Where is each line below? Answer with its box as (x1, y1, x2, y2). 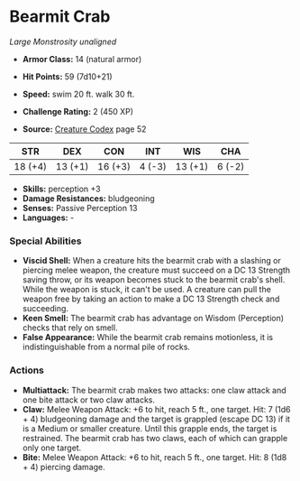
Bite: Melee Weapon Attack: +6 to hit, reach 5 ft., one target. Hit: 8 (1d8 (22, 451, 287, 462)
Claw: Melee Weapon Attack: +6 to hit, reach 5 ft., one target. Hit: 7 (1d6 (22, 403, 291, 414)
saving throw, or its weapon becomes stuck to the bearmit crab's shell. (22, 274, 286, 285)
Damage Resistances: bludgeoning (22, 192, 155, 204)
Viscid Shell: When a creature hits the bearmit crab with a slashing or (22, 255, 281, 266)
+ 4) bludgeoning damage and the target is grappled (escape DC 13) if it (22, 413, 291, 424)
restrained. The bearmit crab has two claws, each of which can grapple (22, 432, 288, 443)
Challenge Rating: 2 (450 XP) (22, 106, 133, 116)
